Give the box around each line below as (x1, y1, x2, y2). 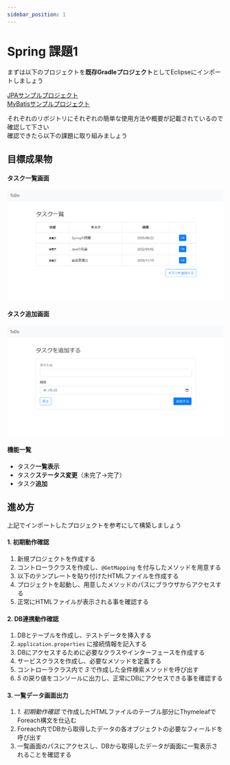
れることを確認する (16, 751, 72, 759)
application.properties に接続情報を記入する (16, 640, 148, 648)
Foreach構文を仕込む (16, 716, 77, 724)
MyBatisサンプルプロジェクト (7, 100, 91, 108)
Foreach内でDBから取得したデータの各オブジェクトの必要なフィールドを (16, 725, 223, 733)
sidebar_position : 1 (7, 11, 67, 18)
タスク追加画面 (7, 310, 49, 318)
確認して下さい (7, 122, 49, 131)
